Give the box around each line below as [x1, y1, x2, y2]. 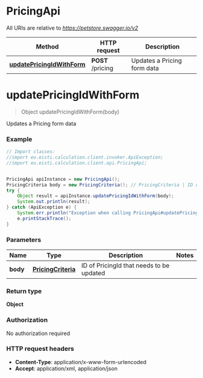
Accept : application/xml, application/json [14, 365, 118, 372]
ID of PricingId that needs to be [81, 261, 170, 270]
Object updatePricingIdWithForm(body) [21, 108, 120, 116]
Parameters [6, 235, 41, 244]
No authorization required [6, 330, 71, 337]
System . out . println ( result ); [17, 198, 91, 205]
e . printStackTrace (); [17, 215, 71, 221]
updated [81, 269, 106, 277]
